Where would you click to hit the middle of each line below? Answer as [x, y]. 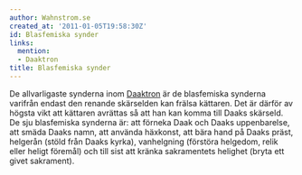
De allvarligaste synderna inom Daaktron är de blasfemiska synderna [138, 93]
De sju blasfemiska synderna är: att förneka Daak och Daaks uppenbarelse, [150, 122]
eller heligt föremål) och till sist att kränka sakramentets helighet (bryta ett [147, 151]
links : [22, 43]
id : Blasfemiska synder [54, 34]
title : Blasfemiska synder [60, 69]
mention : [34, 51]
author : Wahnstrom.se [50, 18]
